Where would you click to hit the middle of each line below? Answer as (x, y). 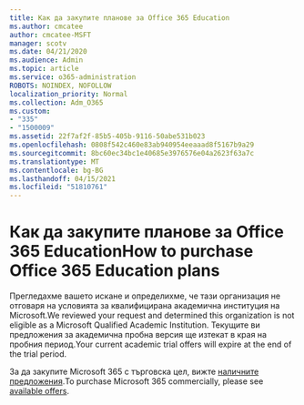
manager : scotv (38, 43)
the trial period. (38, 354)
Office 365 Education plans (115, 271)
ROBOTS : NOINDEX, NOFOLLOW (61, 86)
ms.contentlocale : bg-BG (56, 170)
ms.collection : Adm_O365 (56, 102)
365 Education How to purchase (132, 252)
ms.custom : (30, 111)
